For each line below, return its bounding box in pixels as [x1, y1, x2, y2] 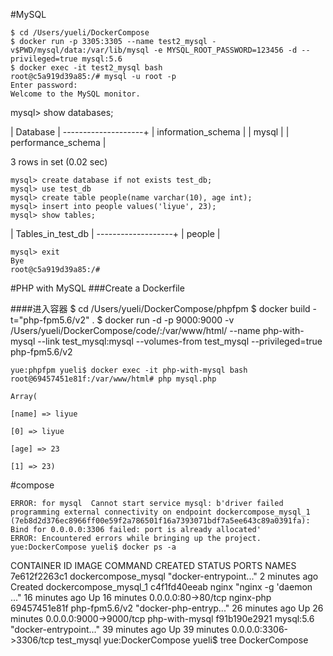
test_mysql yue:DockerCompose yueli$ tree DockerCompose [56, 634, 309, 646]
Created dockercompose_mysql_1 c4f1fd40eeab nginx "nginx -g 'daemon [10, 581, 313, 593]
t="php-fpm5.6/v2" [10, 314, 90, 326]
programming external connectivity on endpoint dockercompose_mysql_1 [10, 507, 311, 517]
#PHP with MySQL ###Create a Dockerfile [10, 282, 185, 294]
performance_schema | [10, 137, 107, 148]
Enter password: [10, 80, 78, 90]
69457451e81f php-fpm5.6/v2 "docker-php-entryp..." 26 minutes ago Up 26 [10, 602, 324, 614]
